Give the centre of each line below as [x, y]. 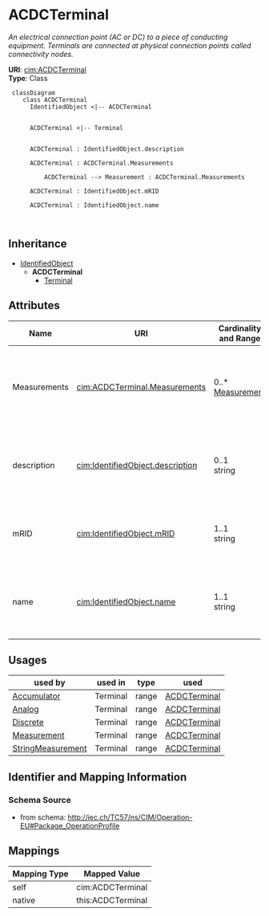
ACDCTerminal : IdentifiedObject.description [106, 149]
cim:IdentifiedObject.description [137, 465]
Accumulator [36, 696]
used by [50, 682]
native [24, 900]
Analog [26, 710]
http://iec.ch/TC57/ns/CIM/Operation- [130, 817]
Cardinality [240, 328]
